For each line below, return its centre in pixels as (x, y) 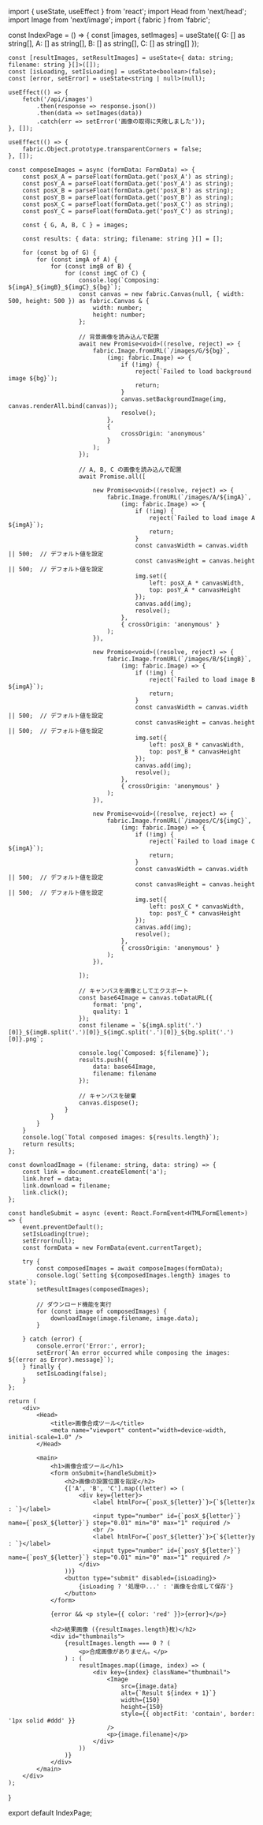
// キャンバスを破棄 (107, 1096)
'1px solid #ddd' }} (42, 1721)
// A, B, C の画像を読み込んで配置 (130, 469)
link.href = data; (52, 1179)
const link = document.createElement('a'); (95, 1172)
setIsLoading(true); (56, 1234)
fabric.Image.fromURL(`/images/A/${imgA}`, (179, 497)
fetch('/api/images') (57, 99)
